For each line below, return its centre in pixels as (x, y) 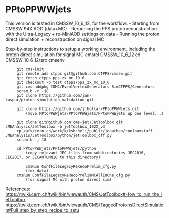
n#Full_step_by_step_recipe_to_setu (43, 210)
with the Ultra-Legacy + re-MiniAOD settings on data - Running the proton (82, 34)
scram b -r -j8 (33, 91)
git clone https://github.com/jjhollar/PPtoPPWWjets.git (78, 109)
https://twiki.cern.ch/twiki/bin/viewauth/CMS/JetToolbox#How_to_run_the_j (84, 194)
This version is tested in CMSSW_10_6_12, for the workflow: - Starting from (82, 23)
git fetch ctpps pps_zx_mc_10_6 (51, 78)
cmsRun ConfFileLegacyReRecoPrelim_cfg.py (71, 166)
